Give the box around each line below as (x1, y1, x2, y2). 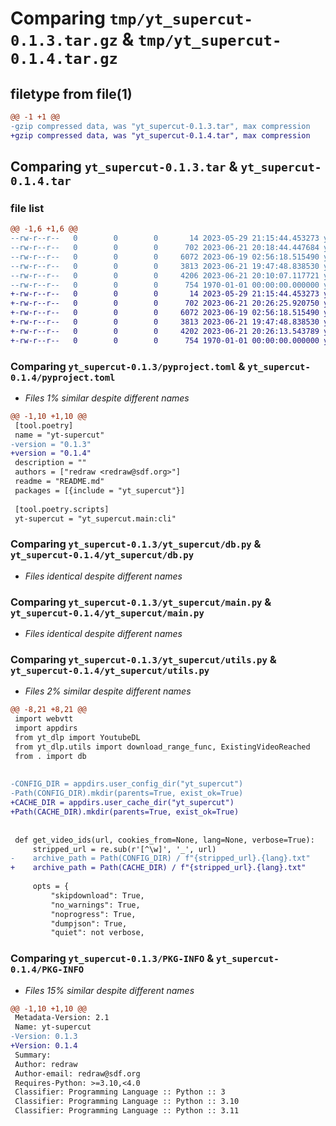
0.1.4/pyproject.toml (10, 372, 116, 383)
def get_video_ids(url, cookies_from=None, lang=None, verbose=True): (14, 835, 315, 845)
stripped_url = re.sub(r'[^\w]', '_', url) (32, 844, 217, 854)
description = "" (14, 458, 87, 468)
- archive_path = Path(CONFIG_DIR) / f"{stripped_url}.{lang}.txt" (10, 853, 311, 864)
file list (10, 201, 45, 215)
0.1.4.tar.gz (10, 50, 118, 69)
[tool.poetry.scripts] (14, 504, 110, 514)
